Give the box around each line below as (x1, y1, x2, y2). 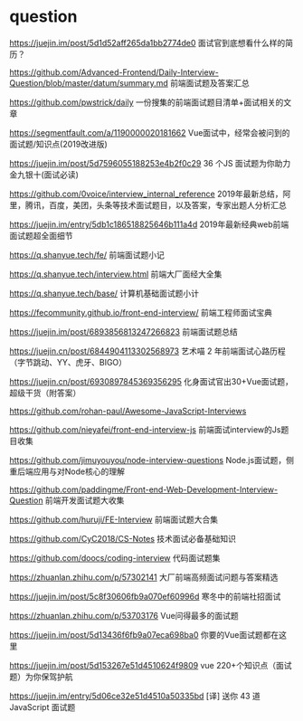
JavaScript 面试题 (9, 701, 76, 712)
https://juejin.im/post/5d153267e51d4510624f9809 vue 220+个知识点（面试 (9, 659, 292, 670)
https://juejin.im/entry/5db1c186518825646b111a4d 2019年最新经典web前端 (9, 219, 289, 230)
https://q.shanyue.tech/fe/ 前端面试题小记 (9, 249, 165, 260)
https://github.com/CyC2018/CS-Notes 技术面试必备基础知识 (9, 533, 237, 544)
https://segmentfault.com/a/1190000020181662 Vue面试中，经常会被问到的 (9, 127, 291, 138)
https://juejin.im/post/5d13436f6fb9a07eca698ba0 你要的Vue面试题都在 (9, 629, 279, 640)
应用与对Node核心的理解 (33, 466, 125, 477)
